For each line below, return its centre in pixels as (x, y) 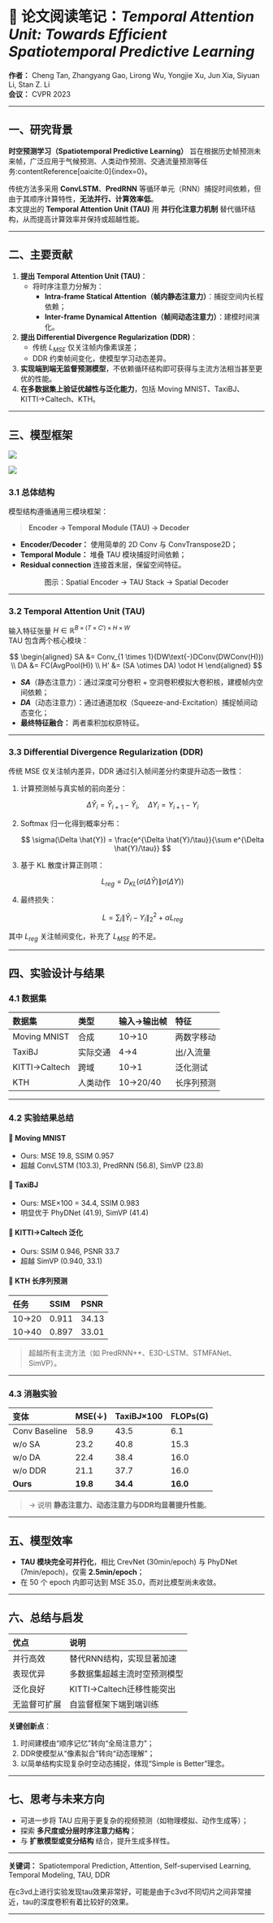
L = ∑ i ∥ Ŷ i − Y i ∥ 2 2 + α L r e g (143, 918)
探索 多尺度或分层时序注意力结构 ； (78, 1830)
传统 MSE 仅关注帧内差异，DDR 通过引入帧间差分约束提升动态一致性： (126, 771)
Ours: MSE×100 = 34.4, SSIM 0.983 (80, 1203)
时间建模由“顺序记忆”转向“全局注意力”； (87, 1743)
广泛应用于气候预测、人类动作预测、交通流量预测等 (115, 161)
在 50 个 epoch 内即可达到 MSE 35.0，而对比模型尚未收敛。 (120, 1582)
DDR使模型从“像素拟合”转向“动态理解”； (87, 1753)
